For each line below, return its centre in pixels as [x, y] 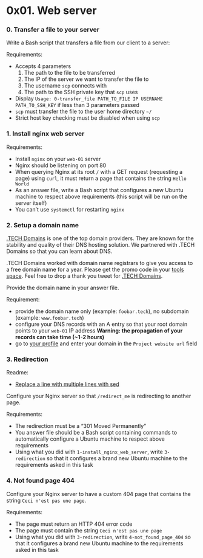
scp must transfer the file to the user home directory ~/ [83, 112]
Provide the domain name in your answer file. [63, 288]
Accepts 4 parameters [43, 66]
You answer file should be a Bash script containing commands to [96, 433]
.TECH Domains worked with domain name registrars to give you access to [100, 263]
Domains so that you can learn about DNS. [59, 251]
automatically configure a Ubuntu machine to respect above [90, 439]
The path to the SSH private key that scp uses [81, 92]
